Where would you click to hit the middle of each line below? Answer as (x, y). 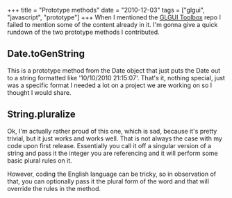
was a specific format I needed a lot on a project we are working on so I (110, 85)
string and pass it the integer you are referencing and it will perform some (113, 153)
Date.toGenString (46, 54)
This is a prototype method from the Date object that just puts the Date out (114, 70)
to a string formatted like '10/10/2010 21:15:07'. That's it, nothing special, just (116, 78)
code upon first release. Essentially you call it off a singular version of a (109, 145)
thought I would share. (39, 92)
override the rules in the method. (54, 188)
